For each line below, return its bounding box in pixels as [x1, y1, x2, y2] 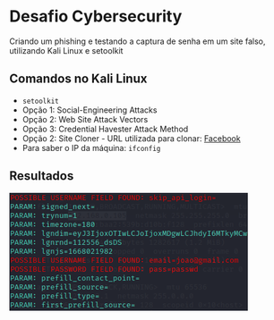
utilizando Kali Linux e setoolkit [9, 45, 124, 55]
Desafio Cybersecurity [9, 6, 183, 27]
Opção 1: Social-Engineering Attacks [21, 105, 158, 115]
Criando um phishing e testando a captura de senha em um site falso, [9, 36, 266, 46]
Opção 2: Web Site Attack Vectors [21, 114, 149, 124]
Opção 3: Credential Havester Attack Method [21, 123, 189, 134]
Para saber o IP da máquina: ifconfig [21, 142, 161, 153]
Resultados [9, 168, 74, 184]
